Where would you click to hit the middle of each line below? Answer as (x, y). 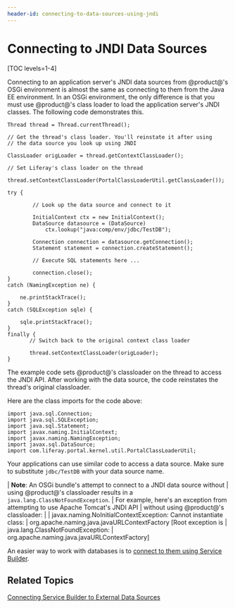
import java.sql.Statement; (49, 426)
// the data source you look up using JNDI (72, 143)
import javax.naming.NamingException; (64, 438)
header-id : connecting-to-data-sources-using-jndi (83, 14)
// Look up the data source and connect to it (102, 205)
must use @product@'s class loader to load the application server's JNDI (114, 104)
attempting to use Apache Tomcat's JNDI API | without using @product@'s (116, 507)
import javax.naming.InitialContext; (63, 432)
